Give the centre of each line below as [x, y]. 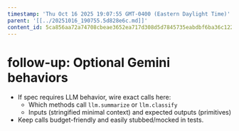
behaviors [38, 77]
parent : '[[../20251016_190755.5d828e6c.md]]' [78, 21]
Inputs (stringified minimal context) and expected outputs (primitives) [130, 112]
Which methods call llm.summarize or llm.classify [103, 105]
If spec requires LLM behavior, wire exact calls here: [94, 98]
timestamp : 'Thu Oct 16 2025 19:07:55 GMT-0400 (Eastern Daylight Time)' [119, 14]
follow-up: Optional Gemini [89, 62]
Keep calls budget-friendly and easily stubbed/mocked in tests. [111, 120]
